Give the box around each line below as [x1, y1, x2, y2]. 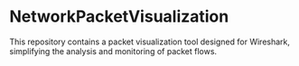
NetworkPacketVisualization [9, 6, 229, 27]
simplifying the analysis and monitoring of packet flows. [9, 45, 218, 56]
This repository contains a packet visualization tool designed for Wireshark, [9, 36, 291, 47]
